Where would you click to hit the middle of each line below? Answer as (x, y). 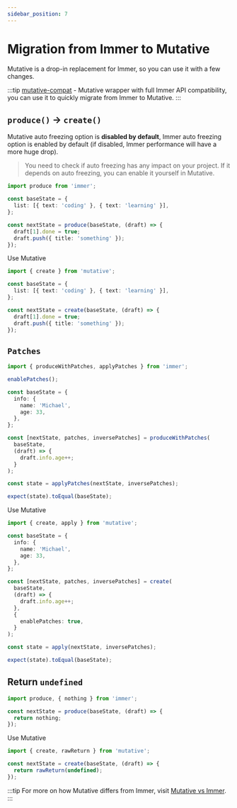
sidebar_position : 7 (38, 14)
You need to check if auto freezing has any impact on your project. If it (127, 166)
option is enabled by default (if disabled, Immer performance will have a (112, 144)
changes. (21, 76)
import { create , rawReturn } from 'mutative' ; (79, 751)
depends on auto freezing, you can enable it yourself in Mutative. (120, 173)
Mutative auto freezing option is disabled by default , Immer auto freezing (114, 137)
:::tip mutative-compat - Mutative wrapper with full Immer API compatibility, (117, 90)
